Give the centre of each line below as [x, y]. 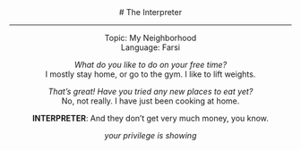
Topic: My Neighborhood [150, 38]
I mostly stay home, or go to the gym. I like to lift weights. [150, 74]
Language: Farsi [150, 47]
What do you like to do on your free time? [150, 65]
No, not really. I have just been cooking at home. [150, 101]
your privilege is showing [150, 135]
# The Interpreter [150, 12]
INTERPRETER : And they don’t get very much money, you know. [150, 118]
